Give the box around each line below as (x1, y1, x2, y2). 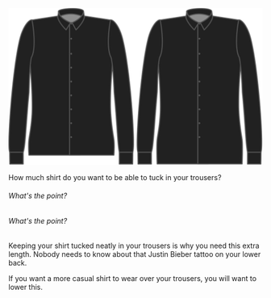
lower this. (8, 283, 43, 292)
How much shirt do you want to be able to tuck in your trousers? (8, 172, 222, 182)
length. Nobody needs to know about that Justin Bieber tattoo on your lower (8, 250, 261, 259)
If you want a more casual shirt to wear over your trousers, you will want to (8, 274, 256, 283)
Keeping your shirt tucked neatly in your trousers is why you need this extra (8, 241, 260, 250)
